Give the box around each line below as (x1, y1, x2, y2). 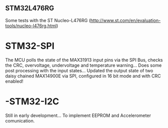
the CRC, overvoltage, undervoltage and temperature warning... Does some (5, 62, 162, 68)
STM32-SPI (5, 40, 55, 52)
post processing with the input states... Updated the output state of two (5, 67, 153, 73)
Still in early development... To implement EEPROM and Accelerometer (5, 112, 151, 118)
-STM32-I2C (5, 95, 59, 107)
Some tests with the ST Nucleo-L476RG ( (5, 17, 91, 23)
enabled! (5, 78, 24, 84)
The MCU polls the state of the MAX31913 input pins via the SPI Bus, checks (5, 57, 163, 63)
